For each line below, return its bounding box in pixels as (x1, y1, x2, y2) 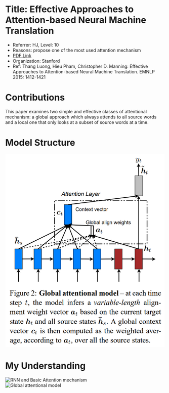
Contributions (5, 92, 65, 103)
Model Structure (5, 137, 75, 149)
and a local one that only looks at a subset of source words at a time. (5, 119, 149, 125)
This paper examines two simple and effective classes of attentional (5, 108, 147, 114)
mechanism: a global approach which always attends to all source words (5, 114, 157, 120)
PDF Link (12, 52, 32, 59)
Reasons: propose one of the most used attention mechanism (12, 47, 141, 53)
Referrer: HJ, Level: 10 (12, 41, 59, 48)
